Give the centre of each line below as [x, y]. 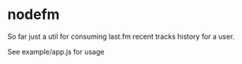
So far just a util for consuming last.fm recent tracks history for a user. [121, 36]
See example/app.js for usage [56, 51]
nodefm [34, 15]
